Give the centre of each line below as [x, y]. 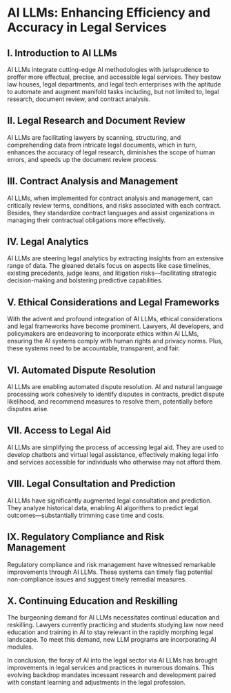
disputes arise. [28, 409]
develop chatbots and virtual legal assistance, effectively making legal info [113, 454]
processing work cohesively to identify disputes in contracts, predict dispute [116, 394]
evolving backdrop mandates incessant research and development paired [112, 675]
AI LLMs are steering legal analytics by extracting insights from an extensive [115, 258]
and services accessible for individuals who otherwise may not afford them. [115, 462]
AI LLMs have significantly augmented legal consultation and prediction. [110, 501]
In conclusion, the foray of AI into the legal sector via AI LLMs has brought [112, 660]
